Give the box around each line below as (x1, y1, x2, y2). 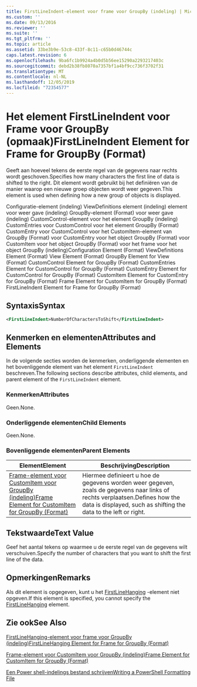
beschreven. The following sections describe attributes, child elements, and (6, 370, 188, 377)
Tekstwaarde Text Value (6, 528, 94, 538)
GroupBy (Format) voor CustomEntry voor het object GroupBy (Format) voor (6, 234, 190, 241)
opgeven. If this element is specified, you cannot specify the (6, 594, 151, 601)
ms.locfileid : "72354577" (6, 85, 69, 91)
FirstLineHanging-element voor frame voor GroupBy (6, 633, 132, 640)
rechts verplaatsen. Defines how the (81, 493, 181, 501)
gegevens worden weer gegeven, (81, 478, 175, 487)
